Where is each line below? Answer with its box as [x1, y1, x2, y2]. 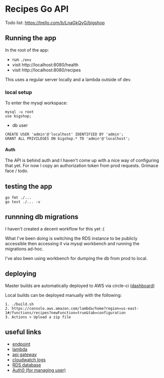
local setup [5, 88, 32, 95]
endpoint [12, 341, 31, 347]
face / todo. [5, 168, 28, 174]
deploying [5, 269, 37, 278]
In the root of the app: [5, 47, 49, 53]
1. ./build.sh [5, 301, 34, 307]
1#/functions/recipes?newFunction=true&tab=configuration [5, 310, 126, 315]
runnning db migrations [5, 213, 78, 221]
